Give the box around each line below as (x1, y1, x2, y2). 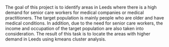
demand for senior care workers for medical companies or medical (5, 9, 144, 15)
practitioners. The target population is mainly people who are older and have (5, 15, 164, 20)
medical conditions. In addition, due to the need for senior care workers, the (5, 20, 163, 26)
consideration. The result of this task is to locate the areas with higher (5, 31, 150, 36)
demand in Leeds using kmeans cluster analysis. (5, 36, 106, 42)
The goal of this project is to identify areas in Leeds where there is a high (5, 4, 157, 10)
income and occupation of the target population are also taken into (5, 25, 144, 31)
